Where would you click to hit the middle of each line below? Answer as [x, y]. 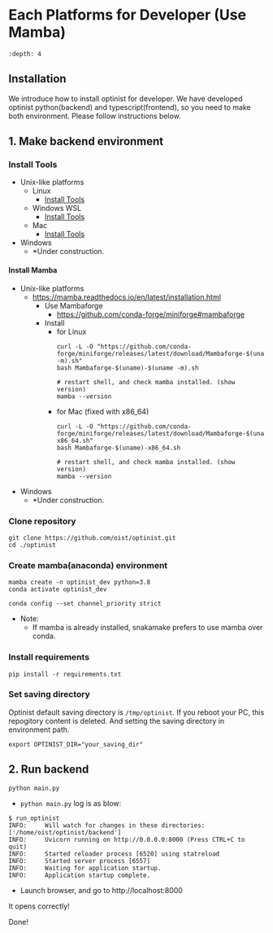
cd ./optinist [32, 545]
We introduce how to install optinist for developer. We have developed [126, 99]
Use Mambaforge [74, 305]
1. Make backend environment [86, 141]
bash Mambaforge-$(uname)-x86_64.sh [119, 448]
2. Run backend [49, 770]
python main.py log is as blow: [71, 803]
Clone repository [42, 521]
